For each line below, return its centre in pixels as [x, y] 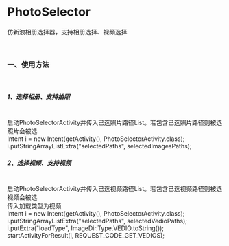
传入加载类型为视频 [34, 206]
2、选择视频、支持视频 [39, 163]
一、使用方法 [28, 65]
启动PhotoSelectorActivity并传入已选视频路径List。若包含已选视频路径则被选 [115, 189]
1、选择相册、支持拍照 [39, 96]
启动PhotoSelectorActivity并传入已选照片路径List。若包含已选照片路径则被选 [115, 123]
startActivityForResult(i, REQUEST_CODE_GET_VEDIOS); [86, 236]
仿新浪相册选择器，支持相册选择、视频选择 [67, 32]
